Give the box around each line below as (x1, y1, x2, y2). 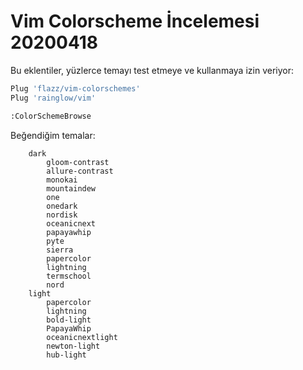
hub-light (46, 350, 87, 360)
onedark (46, 201, 78, 211)
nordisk (46, 210, 78, 220)
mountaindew (46, 183, 97, 194)
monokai (46, 175, 78, 185)
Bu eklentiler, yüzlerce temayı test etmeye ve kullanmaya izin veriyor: (10, 64, 294, 76)
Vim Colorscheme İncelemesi (10, 10, 260, 33)
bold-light (46, 315, 92, 325)
